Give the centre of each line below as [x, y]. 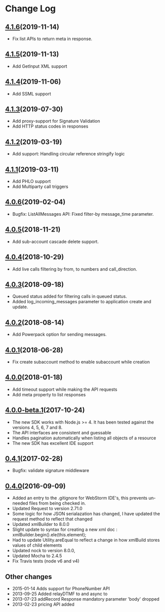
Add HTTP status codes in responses [50, 126]
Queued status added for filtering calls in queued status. [70, 296]
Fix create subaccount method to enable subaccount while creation [81, 362]
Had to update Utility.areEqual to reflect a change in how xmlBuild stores [86, 540]
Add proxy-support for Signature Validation [56, 121]
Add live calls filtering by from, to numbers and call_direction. [75, 269]
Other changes [29, 577]
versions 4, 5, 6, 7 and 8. [37, 427]
